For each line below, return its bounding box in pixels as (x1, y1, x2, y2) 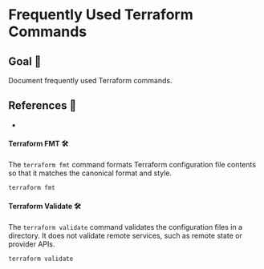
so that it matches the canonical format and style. (8, 168, 173, 178)
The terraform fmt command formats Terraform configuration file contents (8, 160, 257, 170)
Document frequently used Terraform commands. (8, 76, 173, 85)
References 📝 (8, 98, 77, 113)
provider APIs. (8, 239, 55, 249)
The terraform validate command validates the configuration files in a (8, 223, 243, 232)
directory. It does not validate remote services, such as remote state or (8, 231, 243, 241)
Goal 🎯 (8, 54, 42, 68)
